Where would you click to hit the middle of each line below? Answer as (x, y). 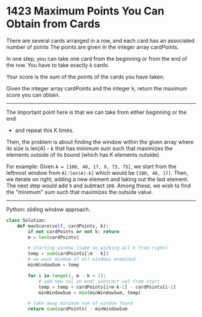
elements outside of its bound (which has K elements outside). (84, 154)
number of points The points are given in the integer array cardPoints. (93, 47)
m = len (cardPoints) (54, 237)
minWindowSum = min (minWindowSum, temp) (90, 293)
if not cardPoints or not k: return (74, 231)
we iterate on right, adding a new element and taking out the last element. (97, 179)
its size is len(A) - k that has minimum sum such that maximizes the (90, 148)
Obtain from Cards (53, 24)
